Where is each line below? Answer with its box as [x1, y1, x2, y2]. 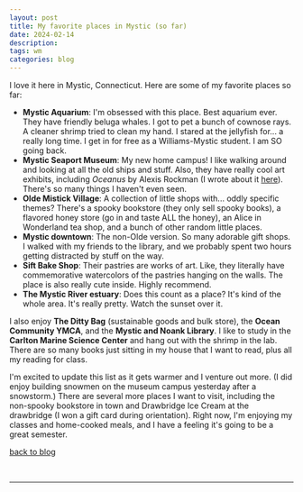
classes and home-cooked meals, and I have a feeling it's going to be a [9, 420, 274, 430]
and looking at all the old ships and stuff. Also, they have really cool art [22, 164, 286, 175]
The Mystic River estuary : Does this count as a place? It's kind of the [22, 289, 281, 299]
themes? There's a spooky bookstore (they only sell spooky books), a [22, 203, 281, 213]
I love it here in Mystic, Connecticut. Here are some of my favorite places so [9, 80, 291, 90]
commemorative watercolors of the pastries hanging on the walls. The [22, 269, 284, 280]
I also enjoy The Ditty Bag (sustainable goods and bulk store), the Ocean [9, 316, 281, 326]
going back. [22, 145, 68, 156]
